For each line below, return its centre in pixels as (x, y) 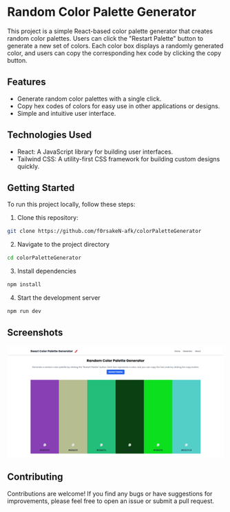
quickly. (28, 166)
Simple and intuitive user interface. (66, 113)
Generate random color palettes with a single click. (89, 99)
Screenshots (35, 332)
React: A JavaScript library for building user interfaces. (95, 152)
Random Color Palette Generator (102, 12)
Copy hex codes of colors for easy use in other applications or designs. (118, 106)
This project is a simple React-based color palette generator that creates (110, 31)
